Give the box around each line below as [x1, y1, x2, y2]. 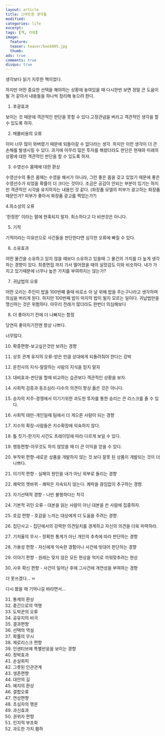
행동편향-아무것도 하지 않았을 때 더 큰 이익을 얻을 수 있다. [12, 444, 122, 450]
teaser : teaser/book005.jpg [10, 44, 68, 49]
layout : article [5, 7, 39, 12]
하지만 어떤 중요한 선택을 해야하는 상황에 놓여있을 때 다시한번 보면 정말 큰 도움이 [5, 87, 159, 93]
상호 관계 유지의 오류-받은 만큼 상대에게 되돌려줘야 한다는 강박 [12, 353, 132, 360]
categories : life [5, 21, 41, 26]
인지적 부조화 [12, 720, 38, 726]
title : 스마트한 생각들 [5, 12, 47, 17]
